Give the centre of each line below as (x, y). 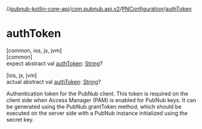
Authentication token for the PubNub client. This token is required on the (97, 94)
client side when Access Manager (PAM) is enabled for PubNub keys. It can (101, 100)
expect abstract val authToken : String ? (55, 63)
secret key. (20, 119)
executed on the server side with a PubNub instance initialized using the (97, 113)
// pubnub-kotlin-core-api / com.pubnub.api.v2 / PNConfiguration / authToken (99, 9)
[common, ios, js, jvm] (34, 50)
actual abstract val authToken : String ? (54, 81)
